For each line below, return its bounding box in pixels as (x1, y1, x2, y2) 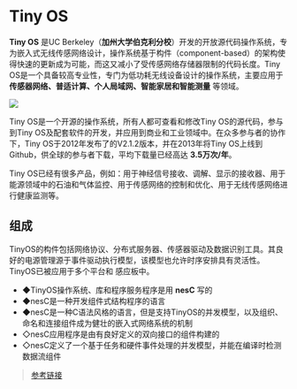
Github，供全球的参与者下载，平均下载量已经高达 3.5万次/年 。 (9, 149, 237, 160)
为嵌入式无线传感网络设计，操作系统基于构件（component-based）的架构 (9, 47, 278, 58)
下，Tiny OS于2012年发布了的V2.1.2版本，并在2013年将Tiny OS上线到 (9, 138, 263, 149)
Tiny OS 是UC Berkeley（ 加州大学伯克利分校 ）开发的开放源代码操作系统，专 (9, 36, 288, 47)
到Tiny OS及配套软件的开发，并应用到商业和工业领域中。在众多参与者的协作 (9, 126, 286, 138)
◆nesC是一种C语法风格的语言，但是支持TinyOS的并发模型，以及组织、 (21, 307, 283, 317)
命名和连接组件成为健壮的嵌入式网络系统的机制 (21, 317, 193, 328)
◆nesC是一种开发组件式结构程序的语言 (21, 295, 166, 306)
